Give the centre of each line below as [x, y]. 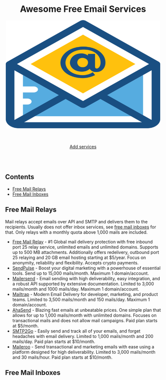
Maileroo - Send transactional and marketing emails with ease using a [83, 346]
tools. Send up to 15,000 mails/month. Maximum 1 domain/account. [81, 273]
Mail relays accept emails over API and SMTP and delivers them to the [77, 221]
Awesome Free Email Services [83, 9]
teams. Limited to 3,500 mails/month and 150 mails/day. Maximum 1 [81, 299]
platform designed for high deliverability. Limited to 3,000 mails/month [84, 352]
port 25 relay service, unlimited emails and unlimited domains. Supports [85, 247]
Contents [20, 177]
